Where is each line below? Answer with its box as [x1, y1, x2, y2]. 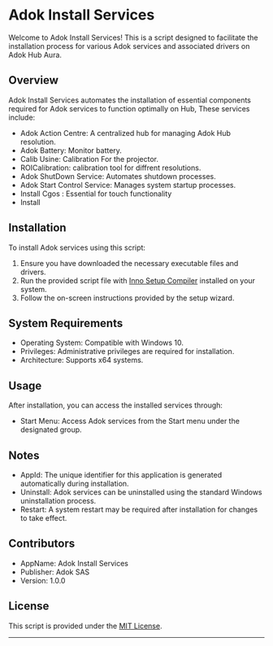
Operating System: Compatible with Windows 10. [19, 338, 184, 347]
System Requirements [8, 316, 123, 330]
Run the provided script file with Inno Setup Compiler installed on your [19, 275, 256, 286]
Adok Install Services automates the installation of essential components [8, 95, 252, 105]
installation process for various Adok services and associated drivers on [8, 41, 250, 50]
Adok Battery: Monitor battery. [19, 145, 122, 155]
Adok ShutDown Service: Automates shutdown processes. [19, 171, 217, 181]
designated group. [19, 425, 83, 434]
